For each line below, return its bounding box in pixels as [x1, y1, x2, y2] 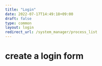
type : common [5, 20, 32, 26]
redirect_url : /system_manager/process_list [5, 30, 98, 34]
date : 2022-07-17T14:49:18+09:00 [5, 12, 74, 16]
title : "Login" [5, 7, 36, 12]
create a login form [5, 50, 84, 62]
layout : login [5, 25, 34, 30]
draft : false [5, 16, 32, 21]
